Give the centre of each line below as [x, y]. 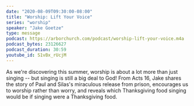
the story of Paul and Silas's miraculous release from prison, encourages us [97, 84]
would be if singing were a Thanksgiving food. [62, 97]
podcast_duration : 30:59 [36, 50]
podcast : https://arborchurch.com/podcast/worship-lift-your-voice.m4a [95, 39]
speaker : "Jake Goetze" [35, 28]
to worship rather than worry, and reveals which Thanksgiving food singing [96, 90]
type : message [23, 33]
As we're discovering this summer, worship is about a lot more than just [92, 71]
